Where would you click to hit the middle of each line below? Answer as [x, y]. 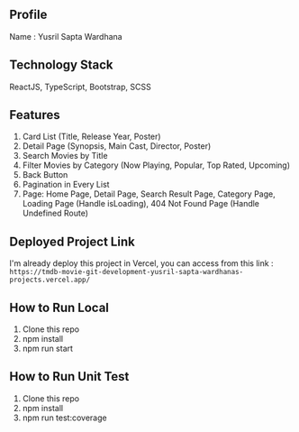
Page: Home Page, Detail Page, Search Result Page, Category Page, [149, 194]
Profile [28, 15]
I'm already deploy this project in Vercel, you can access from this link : [141, 263]
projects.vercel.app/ [50, 280]
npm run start [48, 349]
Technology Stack [61, 65]
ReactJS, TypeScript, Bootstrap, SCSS [80, 87]
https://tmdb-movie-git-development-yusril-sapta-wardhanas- [127, 272]
